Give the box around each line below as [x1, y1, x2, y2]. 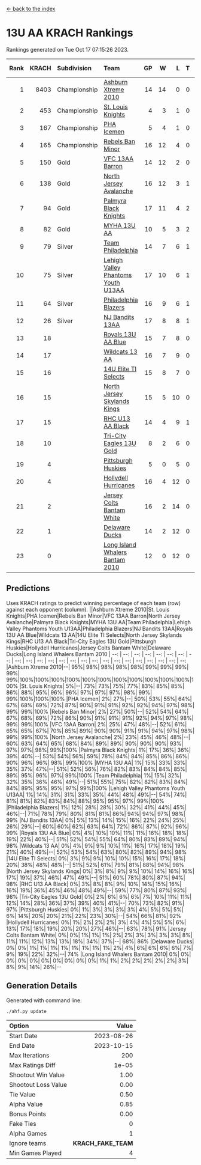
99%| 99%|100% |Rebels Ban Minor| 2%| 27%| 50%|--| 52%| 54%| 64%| [6, 708, 189, 715]
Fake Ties [9, 1119, 37, 1128]
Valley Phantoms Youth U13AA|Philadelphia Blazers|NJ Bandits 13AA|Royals [6, 625, 193, 632]
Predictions [6, 583, 50, 594]
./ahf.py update [6, 1008, 47, 1014]
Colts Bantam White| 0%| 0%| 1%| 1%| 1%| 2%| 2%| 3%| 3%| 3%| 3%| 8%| [6, 931, 193, 938]
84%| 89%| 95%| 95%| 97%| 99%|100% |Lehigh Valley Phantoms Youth [6, 784, 185, 792]
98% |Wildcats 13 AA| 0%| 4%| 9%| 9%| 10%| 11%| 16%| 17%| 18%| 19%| [6, 842, 188, 849]
